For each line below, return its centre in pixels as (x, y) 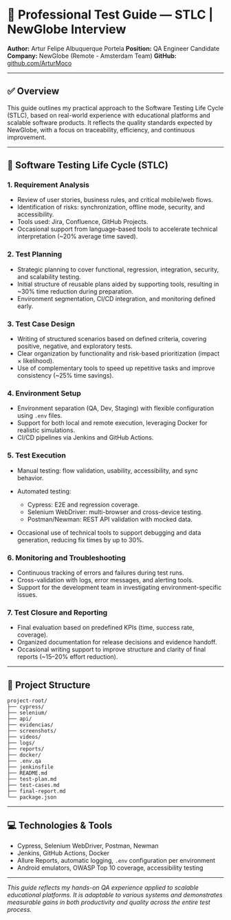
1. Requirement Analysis (48, 185)
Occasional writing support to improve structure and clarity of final (111, 650)
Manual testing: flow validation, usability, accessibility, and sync (107, 470)
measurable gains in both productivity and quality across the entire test (109, 902)
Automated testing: (44, 491)
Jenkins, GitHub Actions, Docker (63, 853)
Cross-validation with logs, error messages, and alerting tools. (105, 580)
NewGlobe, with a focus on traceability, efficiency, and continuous (101, 130)
